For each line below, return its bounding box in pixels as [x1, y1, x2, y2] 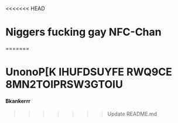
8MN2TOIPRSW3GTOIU [5, 78, 124, 91]
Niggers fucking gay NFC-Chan [5, 26, 162, 39]
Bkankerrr [5, 97, 30, 104]
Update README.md [107, 111, 158, 118]
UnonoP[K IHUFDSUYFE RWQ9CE [5, 66, 172, 78]
